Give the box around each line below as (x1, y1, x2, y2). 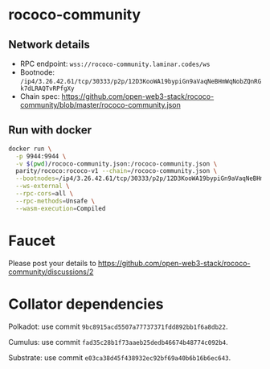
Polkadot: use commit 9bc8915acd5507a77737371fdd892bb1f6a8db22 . (8, 322, 228, 331)
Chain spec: (19, 92, 60, 101)
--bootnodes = (15, 174, 59, 182)
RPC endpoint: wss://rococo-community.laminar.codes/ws (19, 59, 211, 68)
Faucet (8, 232, 56, 250)
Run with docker (8, 123, 92, 137)
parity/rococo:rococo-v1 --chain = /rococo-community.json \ (15, 167, 218, 175)
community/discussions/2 (8, 267, 94, 277)
